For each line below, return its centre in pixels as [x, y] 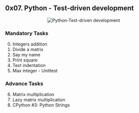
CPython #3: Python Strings [41, 105]
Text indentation [29, 65]
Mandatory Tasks [27, 33]
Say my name [26, 55]
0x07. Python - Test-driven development [69, 8]
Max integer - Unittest [35, 71]
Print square [25, 60]
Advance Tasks [24, 83]
